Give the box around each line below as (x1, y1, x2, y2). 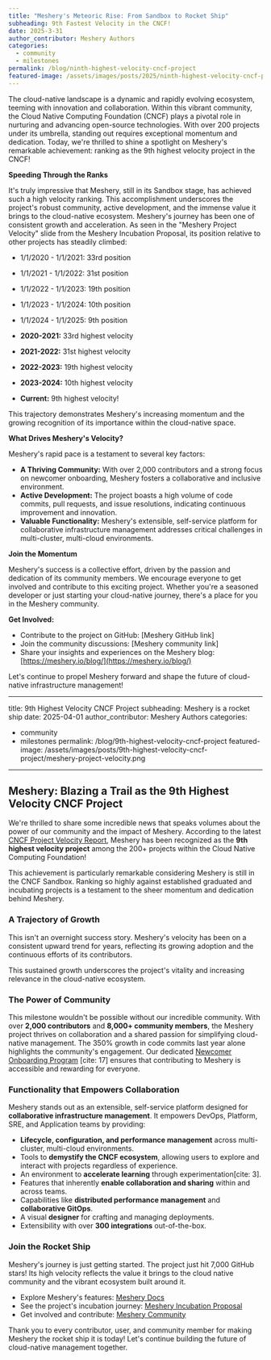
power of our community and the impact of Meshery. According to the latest (8, 827, 261, 837)
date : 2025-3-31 (8, 27, 63, 35)
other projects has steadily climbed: (8, 237, 127, 246)
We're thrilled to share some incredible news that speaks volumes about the (8, 818, 261, 828)
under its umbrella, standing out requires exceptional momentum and (8, 128, 238, 138)
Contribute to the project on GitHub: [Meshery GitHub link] (19, 630, 215, 640)
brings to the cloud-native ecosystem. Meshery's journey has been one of (8, 211, 256, 220)
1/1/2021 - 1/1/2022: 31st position (19, 268, 129, 278)
